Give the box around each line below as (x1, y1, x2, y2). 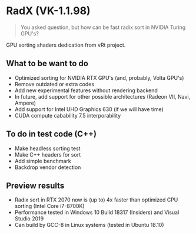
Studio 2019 (14, 215, 44, 222)
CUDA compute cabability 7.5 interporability (14, 112, 121, 119)
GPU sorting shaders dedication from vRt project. (6, 41, 126, 48)
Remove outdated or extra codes (14, 80, 95, 87)
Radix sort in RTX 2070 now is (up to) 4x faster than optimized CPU (14, 196, 178, 203)
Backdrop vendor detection (14, 164, 81, 171)
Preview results (6, 180, 65, 190)
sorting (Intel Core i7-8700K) (14, 203, 85, 210)
